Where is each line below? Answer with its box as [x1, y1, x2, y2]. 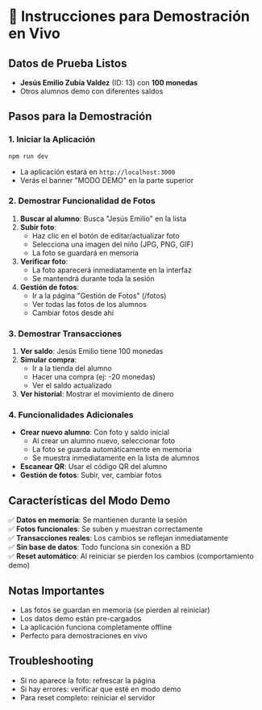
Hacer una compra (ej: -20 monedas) [31, 372, 156, 382]
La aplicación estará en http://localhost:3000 [19, 167, 176, 176]
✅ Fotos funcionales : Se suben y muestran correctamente [8, 524, 203, 534]
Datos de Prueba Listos [8, 56, 127, 70]
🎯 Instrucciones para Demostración [8, 7, 250, 26]
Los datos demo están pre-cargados [19, 614, 142, 624]
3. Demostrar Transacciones [8, 328, 123, 339]
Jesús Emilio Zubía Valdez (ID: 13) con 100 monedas [19, 78, 198, 87]
